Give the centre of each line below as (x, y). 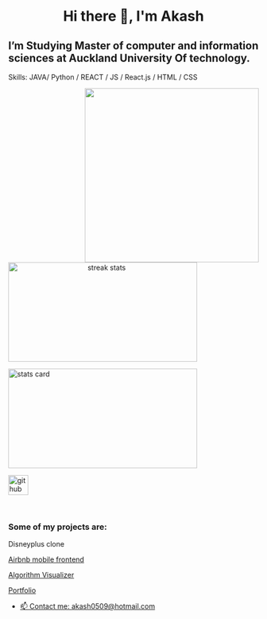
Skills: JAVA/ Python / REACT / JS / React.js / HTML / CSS (103, 77)
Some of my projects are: (58, 527)
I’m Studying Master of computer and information (133, 46)
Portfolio (22, 590)
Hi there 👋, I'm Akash (133, 16)
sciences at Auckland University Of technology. (129, 58)
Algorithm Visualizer (41, 575)
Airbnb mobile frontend (46, 559)
